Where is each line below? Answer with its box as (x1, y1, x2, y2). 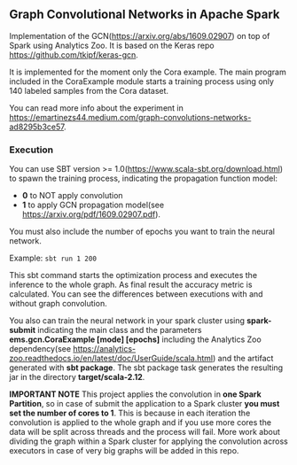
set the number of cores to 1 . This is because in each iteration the (9, 407, 251, 419)
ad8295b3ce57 (9, 121, 65, 132)
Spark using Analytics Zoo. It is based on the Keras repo (9, 40, 215, 50)
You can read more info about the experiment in (9, 102, 184, 113)
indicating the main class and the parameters (37, 325, 202, 336)
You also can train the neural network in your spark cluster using (9, 315, 246, 326)
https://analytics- (73, 344, 136, 354)
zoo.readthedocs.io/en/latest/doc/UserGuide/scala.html (9, 353, 214, 364)
